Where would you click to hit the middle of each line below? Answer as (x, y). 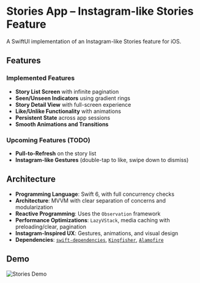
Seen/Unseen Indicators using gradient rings (72, 98)
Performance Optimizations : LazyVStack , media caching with (92, 220)
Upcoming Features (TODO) (48, 140)
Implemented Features (41, 78)
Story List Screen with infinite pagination (67, 91)
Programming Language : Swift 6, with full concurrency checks (95, 194)
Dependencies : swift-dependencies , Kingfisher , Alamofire (89, 239)
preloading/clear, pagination (51, 227)
